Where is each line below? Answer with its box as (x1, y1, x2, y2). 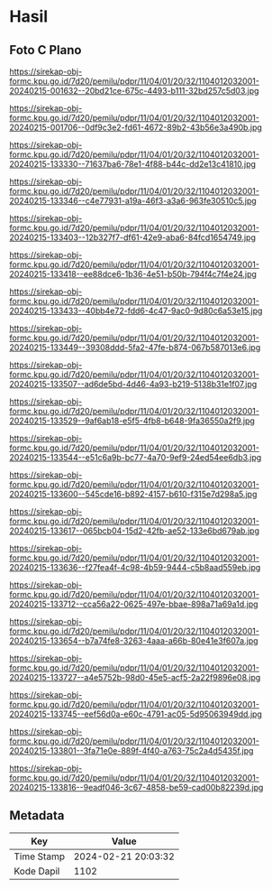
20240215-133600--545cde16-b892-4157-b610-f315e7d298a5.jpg (9, 489, 258, 499)
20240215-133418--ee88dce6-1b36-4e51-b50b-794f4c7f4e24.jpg (9, 269, 257, 279)
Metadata (9, 808, 65, 823)
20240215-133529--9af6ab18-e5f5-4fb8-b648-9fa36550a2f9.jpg (9, 415, 255, 426)
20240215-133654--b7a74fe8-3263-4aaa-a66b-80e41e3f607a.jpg (9, 635, 258, 646)
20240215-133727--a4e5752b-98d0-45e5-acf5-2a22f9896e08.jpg (9, 672, 261, 682)
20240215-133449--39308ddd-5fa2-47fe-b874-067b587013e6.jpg (9, 342, 261, 353)
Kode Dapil (14, 865, 60, 877)
